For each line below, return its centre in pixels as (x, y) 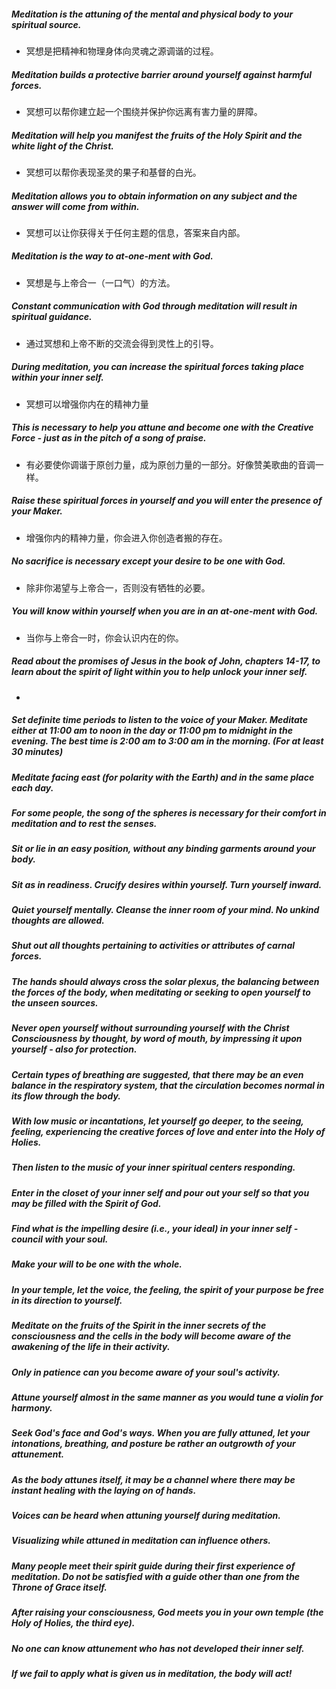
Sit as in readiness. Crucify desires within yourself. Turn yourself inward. (167, 884)
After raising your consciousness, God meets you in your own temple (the (167, 1612)
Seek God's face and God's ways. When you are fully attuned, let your (161, 1433)
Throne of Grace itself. (59, 1587)
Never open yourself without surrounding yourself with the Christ (150, 1028)
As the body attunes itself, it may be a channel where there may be (153, 1479)
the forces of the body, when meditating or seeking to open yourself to (161, 992)
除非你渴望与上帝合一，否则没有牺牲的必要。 (118, 587)
